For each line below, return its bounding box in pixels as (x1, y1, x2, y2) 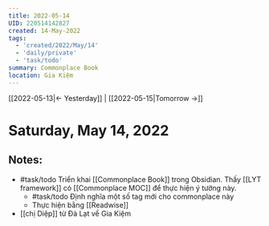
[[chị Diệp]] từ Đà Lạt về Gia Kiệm (19, 208, 132, 218)
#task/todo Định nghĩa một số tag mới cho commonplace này (31, 192, 234, 201)
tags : (8, 34, 26, 42)
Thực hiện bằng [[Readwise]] (31, 200, 129, 209)
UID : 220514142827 (8, 19, 70, 27)
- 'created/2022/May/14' (15, 42, 99, 50)
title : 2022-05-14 (8, 11, 70, 20)
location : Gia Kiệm (8, 71, 74, 79)
